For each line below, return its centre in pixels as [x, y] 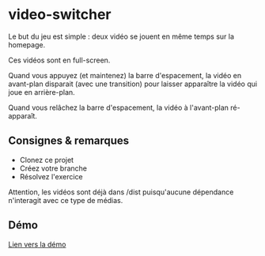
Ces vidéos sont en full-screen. [59, 60]
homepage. [27, 44]
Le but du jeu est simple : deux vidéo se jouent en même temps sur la [121, 36]
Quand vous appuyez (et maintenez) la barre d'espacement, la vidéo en [125, 75]
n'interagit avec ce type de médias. [66, 200]
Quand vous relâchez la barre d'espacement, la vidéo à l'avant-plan [119, 107]
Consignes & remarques [69, 141]
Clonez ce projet [46, 160]
